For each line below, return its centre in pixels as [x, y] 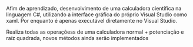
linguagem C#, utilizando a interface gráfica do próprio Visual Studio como [96, 15]
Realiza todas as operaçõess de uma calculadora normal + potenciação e [95, 32]
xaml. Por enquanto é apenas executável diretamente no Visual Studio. [92, 21]
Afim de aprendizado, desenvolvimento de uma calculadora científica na [94, 8]
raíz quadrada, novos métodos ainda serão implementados [77, 38]
